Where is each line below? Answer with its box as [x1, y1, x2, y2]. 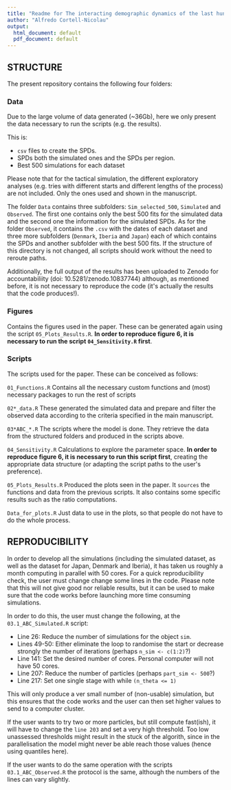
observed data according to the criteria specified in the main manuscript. [7, 411, 214, 419]
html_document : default [13, 29, 81, 37]
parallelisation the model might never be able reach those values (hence [7, 740, 212, 748]
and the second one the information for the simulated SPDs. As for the [7, 217, 206, 226]
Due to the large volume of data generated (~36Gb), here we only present [7, 112, 217, 121]
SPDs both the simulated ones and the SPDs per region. [16, 154, 175, 162]
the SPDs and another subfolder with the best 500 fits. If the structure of [7, 239, 212, 248]
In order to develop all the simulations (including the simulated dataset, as [7, 554, 216, 562]
